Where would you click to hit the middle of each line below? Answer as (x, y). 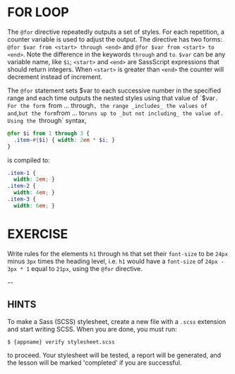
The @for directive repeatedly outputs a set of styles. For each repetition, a (116, 32)
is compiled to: (29, 160)
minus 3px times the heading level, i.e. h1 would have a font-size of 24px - (116, 261)
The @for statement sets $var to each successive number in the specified (114, 90)
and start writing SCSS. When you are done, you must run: (92, 329)
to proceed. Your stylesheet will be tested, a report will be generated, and (114, 355)
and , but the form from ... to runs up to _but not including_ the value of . (116, 113)
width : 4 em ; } (34, 193)
